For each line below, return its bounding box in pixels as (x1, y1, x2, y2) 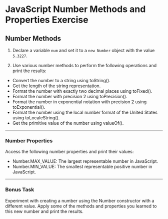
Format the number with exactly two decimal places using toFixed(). (12, 88, 152, 94)
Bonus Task (5, 186, 34, 193)
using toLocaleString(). (12, 115, 60, 121)
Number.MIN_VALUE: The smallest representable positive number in (12, 164, 152, 170)
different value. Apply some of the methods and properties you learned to (5, 203, 157, 209)
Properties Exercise (5, 14, 88, 26)
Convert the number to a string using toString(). (12, 78, 111, 83)
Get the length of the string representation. (12, 83, 101, 89)
